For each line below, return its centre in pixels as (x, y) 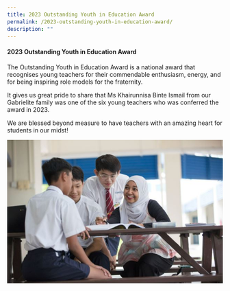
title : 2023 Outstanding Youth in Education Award (81, 14)
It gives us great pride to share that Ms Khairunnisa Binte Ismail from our (109, 95)
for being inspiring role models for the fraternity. (75, 82)
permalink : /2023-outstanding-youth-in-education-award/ (90, 22)
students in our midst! (38, 130)
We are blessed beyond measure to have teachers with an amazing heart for (115, 123)
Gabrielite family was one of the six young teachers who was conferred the (113, 102)
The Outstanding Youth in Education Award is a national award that (101, 67)
